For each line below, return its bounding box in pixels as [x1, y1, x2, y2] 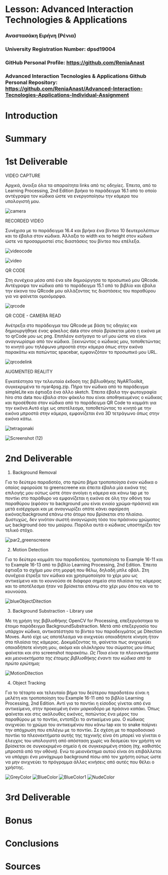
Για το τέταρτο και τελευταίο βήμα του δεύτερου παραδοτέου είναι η [5, 690, 149, 696]
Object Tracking [12, 680, 46, 686]
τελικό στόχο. [5, 527, 34, 533]
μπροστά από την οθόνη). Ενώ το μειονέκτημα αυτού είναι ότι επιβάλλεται [5, 748, 161, 754]
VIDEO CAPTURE [5, 172, 41, 179]
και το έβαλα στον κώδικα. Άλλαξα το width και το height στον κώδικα [5, 233, 152, 239]
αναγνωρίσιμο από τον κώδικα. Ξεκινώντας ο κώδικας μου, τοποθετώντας [5, 338, 161, 345]
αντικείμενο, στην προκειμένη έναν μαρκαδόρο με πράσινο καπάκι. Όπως [5, 706, 160, 712]
